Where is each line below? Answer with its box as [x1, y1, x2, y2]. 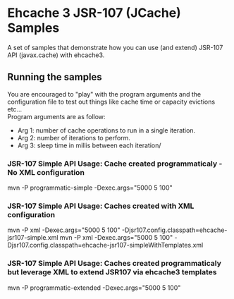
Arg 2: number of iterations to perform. [17, 133, 130, 142]
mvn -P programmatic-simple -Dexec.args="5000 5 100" [7, 183, 173, 192]
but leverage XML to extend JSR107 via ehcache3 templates [7, 267, 217, 277]
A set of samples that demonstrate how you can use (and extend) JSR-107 [7, 43, 223, 51]
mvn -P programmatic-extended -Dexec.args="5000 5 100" [7, 283, 181, 292]
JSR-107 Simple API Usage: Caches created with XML [7, 201, 195, 211]
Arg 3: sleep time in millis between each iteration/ [17, 141, 161, 149]
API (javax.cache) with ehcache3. [7, 51, 105, 59]
